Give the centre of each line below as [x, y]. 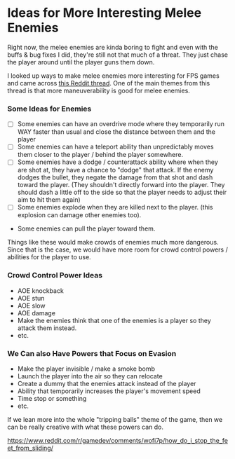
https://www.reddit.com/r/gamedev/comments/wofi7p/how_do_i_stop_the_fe [117, 441]
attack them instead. [47, 328]
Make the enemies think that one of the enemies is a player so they [114, 320]
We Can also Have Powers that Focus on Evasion [92, 353]
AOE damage [36, 313]
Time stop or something [52, 399]
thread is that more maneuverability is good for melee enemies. [99, 90]
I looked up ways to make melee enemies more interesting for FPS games [113, 76]
